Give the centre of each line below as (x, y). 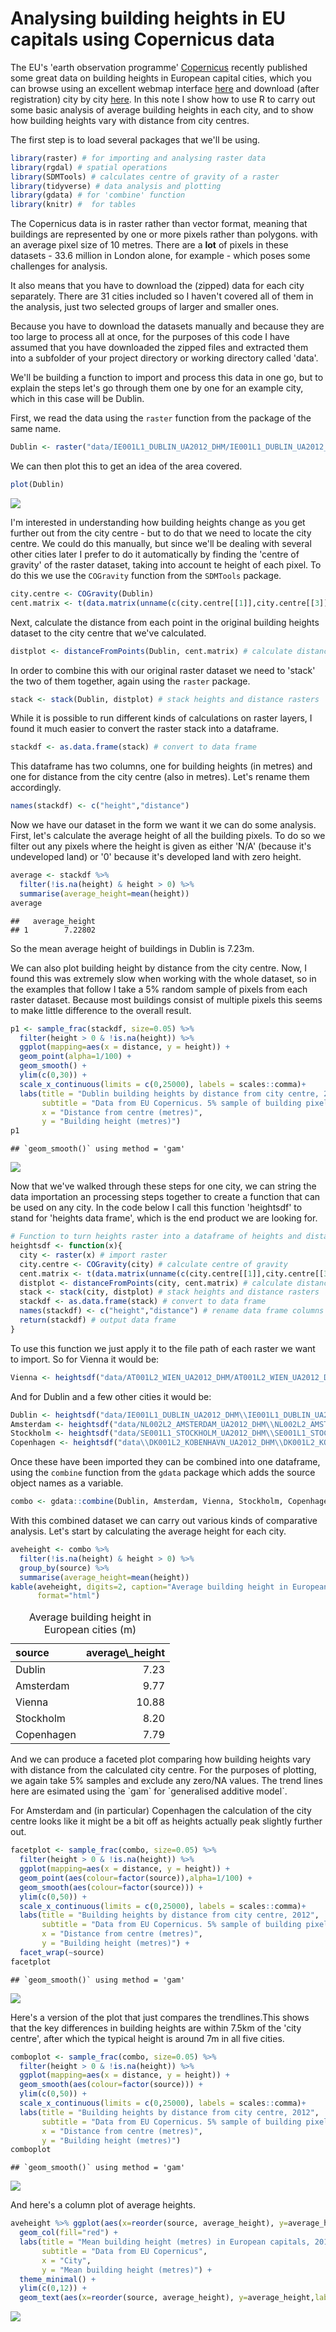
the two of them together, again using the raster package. (130, 681)
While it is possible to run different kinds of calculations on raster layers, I (161, 718)
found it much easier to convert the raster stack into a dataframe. (144, 729)
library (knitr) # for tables (73, 205)
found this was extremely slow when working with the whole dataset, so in (163, 978)
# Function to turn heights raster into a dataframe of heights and (156, 1237)
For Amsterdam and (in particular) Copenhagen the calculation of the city (161, 1811)
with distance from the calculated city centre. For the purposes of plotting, (163, 1770)
